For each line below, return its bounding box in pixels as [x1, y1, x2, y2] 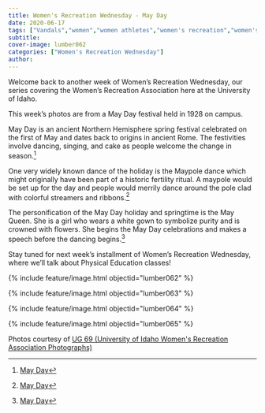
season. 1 [8, 149, 37, 160]
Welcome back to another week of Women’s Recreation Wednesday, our [8, 76, 243, 87]
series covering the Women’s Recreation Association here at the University [8, 85, 251, 95]
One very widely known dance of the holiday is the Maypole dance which [8, 166, 247, 176]
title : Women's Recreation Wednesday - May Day [8, 11, 168, 20]
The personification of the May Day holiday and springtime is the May [8, 208, 235, 218]
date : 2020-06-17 [8, 19, 65, 27]
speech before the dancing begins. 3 [8, 233, 125, 244]
